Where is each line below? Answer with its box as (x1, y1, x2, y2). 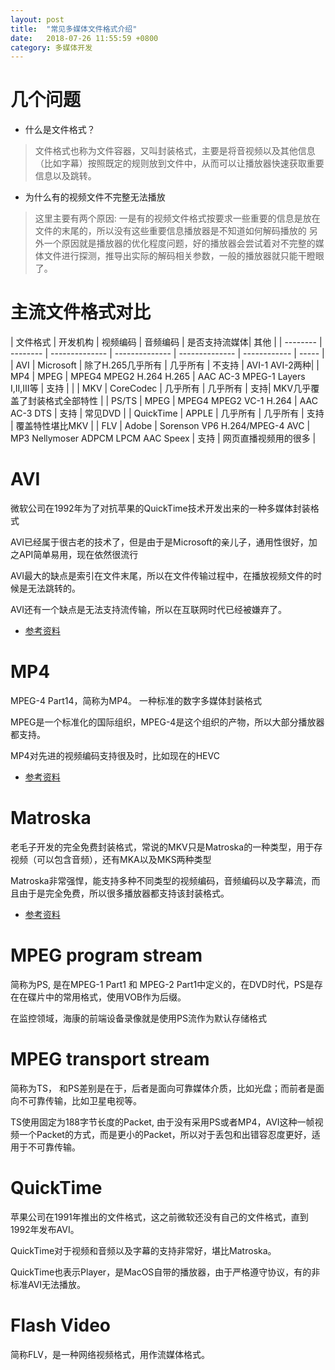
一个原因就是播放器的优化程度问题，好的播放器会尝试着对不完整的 (43, 237, 316, 250)
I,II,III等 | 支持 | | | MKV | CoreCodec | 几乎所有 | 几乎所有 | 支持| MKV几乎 (10, 382, 312, 395)
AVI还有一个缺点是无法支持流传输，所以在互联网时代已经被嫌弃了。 (10, 604, 288, 616)
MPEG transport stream (10, 1048, 210, 1071)
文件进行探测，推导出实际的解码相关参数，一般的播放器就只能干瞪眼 (43, 250, 325, 262)
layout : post (10, 14, 65, 25)
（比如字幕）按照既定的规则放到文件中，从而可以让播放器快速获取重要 (34, 157, 325, 170)
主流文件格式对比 (10, 301, 152, 324)
